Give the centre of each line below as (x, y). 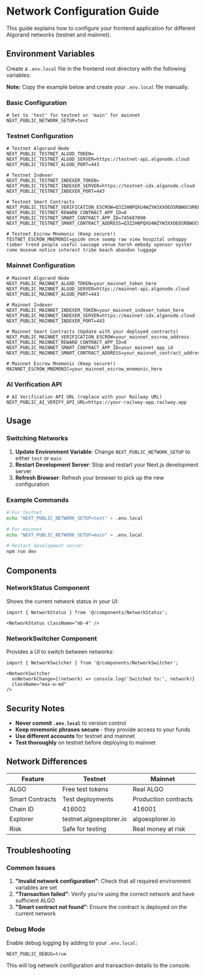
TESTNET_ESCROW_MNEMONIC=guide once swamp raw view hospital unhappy (97, 239)
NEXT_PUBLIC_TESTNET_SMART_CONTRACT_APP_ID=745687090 (76, 218)
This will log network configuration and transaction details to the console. (99, 965)
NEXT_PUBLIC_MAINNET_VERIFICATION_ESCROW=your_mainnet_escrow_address (98, 337)
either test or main (38, 458)
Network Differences (47, 762)
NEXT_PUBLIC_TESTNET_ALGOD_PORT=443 (53, 165)
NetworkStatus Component (48, 588)
